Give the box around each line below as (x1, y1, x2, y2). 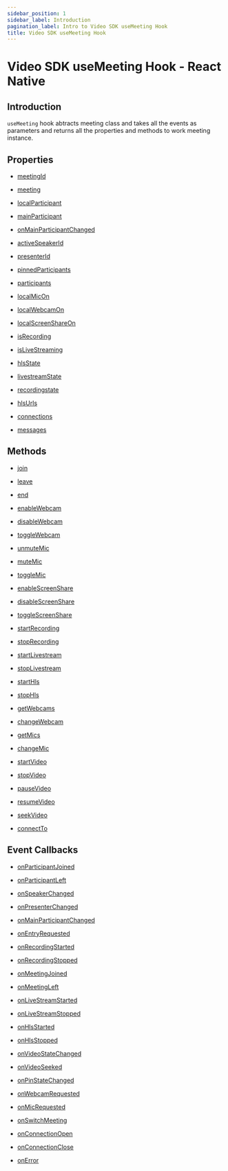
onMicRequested (17, 1103, 66, 1111)
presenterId (17, 252, 50, 260)
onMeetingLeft (17, 982, 59, 991)
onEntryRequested (17, 929, 70, 937)
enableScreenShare (17, 583, 74, 592)
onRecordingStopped (17, 955, 78, 964)
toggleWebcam (17, 530, 61, 539)
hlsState (17, 359, 41, 367)
